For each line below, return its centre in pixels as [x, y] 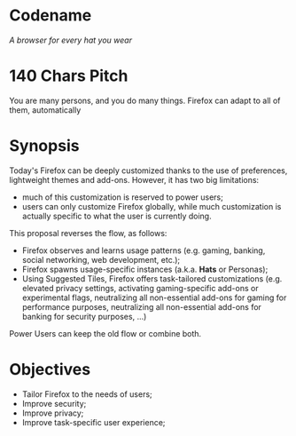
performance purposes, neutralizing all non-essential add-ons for [141, 306]
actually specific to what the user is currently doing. [117, 216]
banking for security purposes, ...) [84, 316]
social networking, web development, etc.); [101, 259]
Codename [51, 16]
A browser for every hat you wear [71, 40]
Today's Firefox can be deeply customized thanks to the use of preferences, [148, 170]
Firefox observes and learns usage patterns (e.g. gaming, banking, [144, 250]
